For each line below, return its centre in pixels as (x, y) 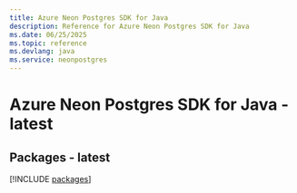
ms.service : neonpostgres (58, 60)
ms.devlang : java (42, 52)
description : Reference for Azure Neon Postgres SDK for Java (129, 26)
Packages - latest (60, 157)
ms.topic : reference (49, 43)
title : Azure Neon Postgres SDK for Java (89, 18)
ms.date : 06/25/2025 (49, 34)
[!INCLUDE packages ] (50, 179)
